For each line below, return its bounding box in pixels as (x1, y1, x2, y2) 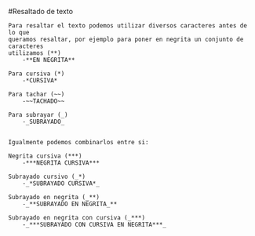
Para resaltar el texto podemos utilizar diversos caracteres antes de (8, 22, 247, 30)
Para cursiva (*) (8, 70, 65, 78)
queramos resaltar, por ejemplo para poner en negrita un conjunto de (8, 35, 244, 43)
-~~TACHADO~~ (22, 97, 65, 105)
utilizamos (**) (8, 49, 61, 57)
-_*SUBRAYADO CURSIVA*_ (22, 180, 100, 187)
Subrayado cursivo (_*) (8, 172, 86, 180)
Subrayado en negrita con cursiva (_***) (8, 214, 146, 222)
